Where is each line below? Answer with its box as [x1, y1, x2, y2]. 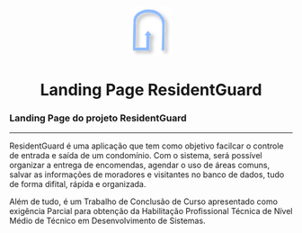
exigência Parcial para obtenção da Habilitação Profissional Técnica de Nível [9, 206, 293, 217]
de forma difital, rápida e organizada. [9, 179, 147, 190]
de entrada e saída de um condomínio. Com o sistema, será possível [9, 150, 262, 161]
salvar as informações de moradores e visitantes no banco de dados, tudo [9, 169, 285, 180]
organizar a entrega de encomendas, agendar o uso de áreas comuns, [9, 160, 271, 171]
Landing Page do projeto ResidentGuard [9, 112, 187, 124]
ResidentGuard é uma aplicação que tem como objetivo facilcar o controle [9, 140, 284, 151]
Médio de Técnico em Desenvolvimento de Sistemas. [9, 215, 206, 227]
